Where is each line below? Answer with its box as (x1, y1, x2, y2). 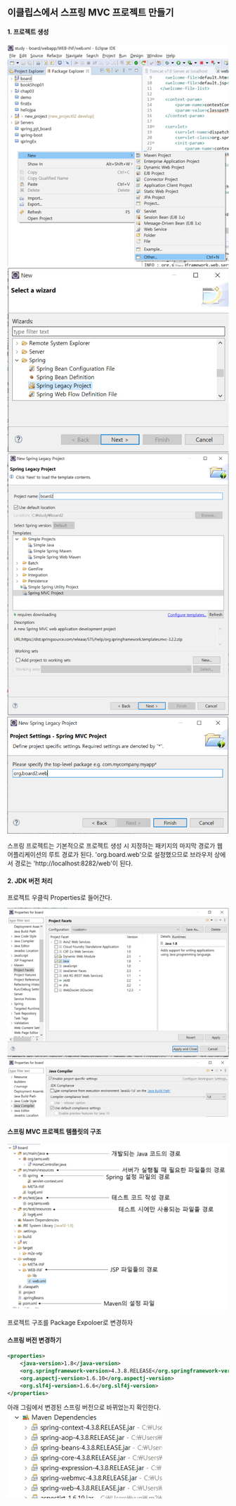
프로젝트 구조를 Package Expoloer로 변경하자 (7, 1318, 133, 1327)
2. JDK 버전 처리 (7, 877, 53, 885)
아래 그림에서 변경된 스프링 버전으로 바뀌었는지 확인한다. (7, 1403, 162, 1412)
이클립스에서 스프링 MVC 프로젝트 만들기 (7, 6, 174, 19)
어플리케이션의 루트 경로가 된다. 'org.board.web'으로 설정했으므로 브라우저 (7, 851, 213, 859)
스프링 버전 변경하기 (7, 1335, 62, 1344)
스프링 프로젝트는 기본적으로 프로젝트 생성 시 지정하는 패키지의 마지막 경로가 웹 (7, 842, 223, 850)
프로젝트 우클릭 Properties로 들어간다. (7, 893, 112, 902)
